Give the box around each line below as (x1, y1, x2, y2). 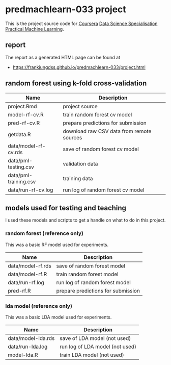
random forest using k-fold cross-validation (5, 79, 147, 88)
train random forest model (56, 271, 119, 278)
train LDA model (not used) (59, 351, 125, 358)
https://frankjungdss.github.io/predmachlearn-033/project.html (12, 64, 146, 70)
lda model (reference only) (5, 302, 73, 309)
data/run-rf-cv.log (8, 186, 53, 193)
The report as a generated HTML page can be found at (5, 54, 121, 60)
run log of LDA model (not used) (59, 343, 136, 350)
